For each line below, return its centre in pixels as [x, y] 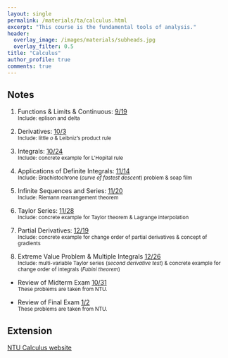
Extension [30, 331]
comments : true [30, 66]
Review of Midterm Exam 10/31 [62, 283]
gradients [29, 244]
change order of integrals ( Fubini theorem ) [69, 270]
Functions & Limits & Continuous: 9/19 [72, 112]
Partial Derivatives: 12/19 [53, 230]
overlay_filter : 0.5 [44, 47]
